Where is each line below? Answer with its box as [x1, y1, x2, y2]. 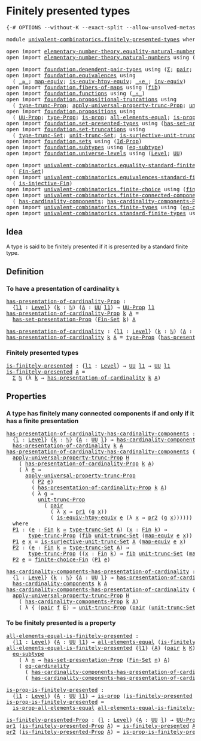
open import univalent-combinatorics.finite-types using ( [6, 204, 184, 210]
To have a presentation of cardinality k [6, 285, 120, 293]
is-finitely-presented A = [6, 368, 86, 375]
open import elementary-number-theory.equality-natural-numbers [6, 48, 199, 55]
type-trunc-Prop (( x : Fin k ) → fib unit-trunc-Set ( [28, 550, 190, 557]
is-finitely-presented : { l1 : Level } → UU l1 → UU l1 [6, 362, 170, 369]
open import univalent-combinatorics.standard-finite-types [6, 210, 187, 216]
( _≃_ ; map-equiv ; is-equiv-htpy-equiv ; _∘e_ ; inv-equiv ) [12, 78, 187, 85]
